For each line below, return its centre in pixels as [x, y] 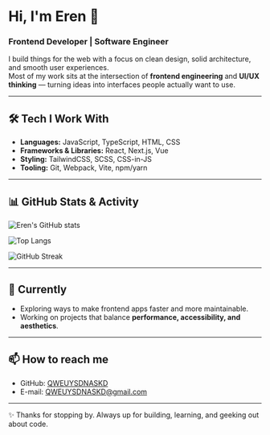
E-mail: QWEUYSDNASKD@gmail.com [83, 391]
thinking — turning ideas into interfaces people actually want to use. [122, 85]
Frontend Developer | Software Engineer [88, 42]
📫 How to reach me [59, 360]
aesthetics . [39, 325]
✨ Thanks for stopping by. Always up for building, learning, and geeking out [134, 415]
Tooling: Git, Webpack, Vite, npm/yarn [84, 168]
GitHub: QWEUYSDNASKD [64, 383]
